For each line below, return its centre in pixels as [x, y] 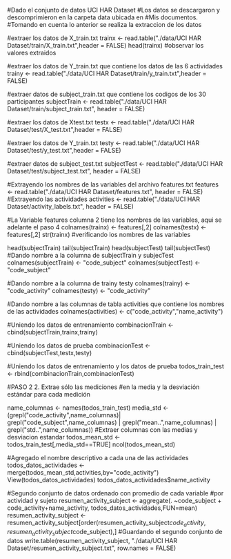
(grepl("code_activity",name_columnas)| [64, 415]
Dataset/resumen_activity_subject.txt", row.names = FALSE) [92, 548]
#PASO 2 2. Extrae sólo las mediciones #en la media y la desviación [103, 387]
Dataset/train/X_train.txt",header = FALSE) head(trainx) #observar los [106, 45]
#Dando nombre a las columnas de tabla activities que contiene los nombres [116, 304]
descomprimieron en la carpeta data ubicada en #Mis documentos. [103, 17]
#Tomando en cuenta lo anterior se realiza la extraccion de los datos [104, 25]
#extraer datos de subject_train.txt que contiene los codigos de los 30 [107, 94]
